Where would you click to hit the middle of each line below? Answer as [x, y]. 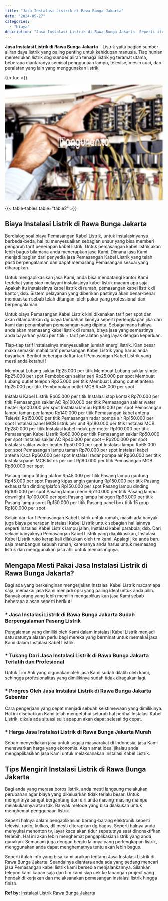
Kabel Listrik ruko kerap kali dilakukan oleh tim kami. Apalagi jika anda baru [82, 539]
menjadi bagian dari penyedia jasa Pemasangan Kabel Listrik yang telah [79, 257]
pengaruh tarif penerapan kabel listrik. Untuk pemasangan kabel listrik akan [83, 247]
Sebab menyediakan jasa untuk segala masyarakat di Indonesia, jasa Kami [82, 743]
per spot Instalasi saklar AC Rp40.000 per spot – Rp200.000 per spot [76, 439]
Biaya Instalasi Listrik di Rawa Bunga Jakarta [76, 224]
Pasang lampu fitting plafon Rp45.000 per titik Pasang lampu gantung [77, 476]
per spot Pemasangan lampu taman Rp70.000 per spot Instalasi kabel [77, 450]
